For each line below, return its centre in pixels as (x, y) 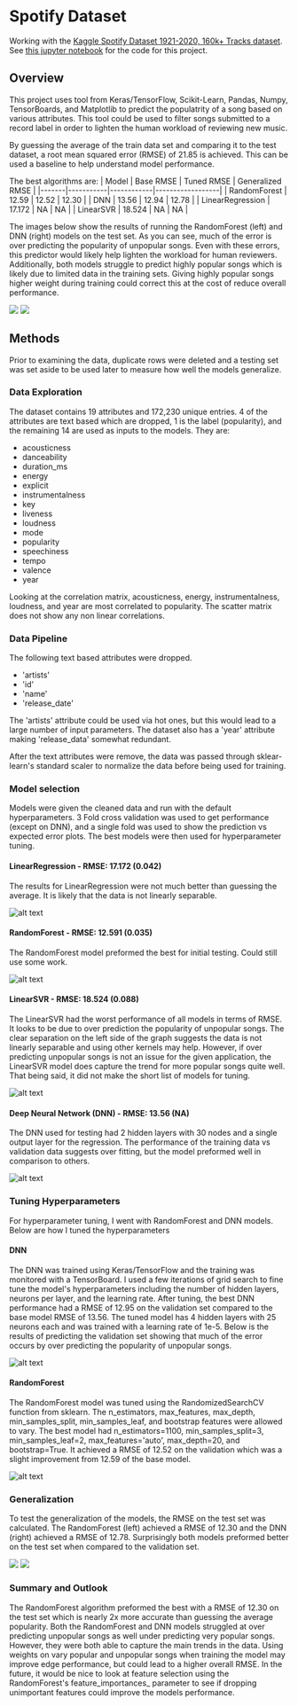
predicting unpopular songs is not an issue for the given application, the (141, 1057)
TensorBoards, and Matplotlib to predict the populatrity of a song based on (146, 109)
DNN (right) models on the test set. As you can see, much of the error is (141, 236)
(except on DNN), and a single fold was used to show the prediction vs (138, 827)
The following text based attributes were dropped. (101, 658)
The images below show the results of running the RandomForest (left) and (146, 226)
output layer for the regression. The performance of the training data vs (140, 1142)
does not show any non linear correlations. (87, 615)
